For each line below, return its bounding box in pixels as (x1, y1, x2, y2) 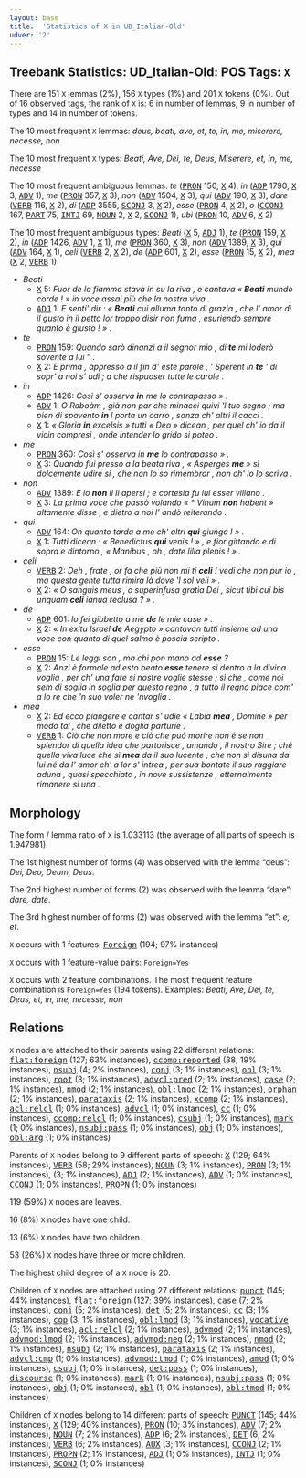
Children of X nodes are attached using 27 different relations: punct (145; (9, 1284, 286, 1295)
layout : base (9, 13, 59, 23)
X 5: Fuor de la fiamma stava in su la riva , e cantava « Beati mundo (36, 284, 294, 295)
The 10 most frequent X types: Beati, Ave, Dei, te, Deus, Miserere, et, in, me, (9, 153, 294, 164)
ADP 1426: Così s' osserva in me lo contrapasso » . (36, 390, 228, 402)
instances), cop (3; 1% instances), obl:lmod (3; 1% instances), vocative (9, 1314, 290, 1325)
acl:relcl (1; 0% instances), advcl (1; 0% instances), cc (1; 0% (9, 1103, 258, 1114)
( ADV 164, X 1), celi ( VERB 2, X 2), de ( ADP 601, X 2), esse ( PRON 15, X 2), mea (9, 247, 295, 258)
